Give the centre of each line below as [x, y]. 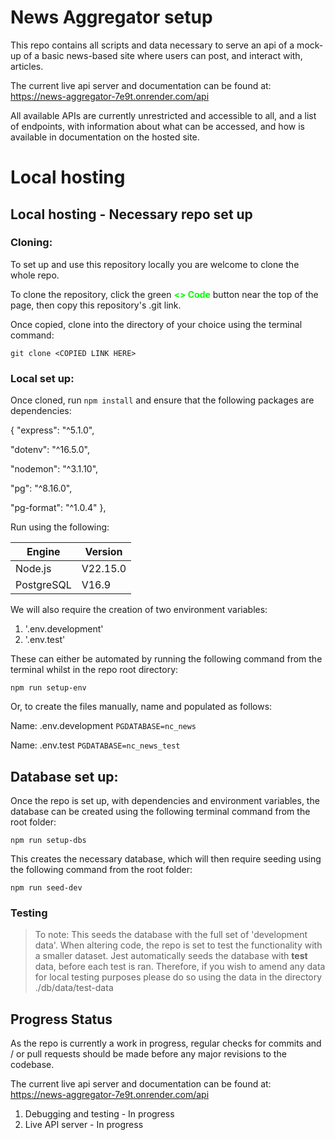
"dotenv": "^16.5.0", [50, 450]
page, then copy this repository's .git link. [96, 305]
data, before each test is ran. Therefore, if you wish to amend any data [180, 967]
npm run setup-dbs [48, 840]
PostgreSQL [43, 585]
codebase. [32, 1065]
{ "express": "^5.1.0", [52, 430]
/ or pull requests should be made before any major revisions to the [148, 1054]
